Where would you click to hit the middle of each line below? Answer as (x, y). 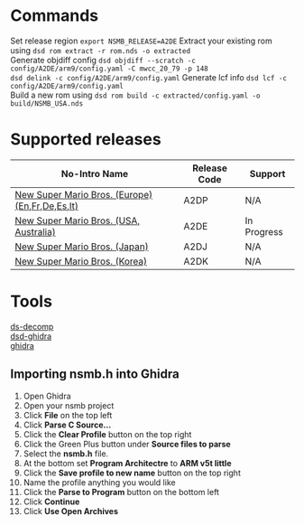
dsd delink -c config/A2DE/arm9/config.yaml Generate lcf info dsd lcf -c (149, 77)
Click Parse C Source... (67, 425)
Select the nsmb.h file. (66, 454)
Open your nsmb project (69, 405)
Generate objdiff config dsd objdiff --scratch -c (103, 60)
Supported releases (86, 140)
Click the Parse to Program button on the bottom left (121, 492)
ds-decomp (32, 326)
